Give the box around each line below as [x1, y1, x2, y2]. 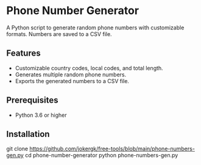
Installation [6, 129, 50, 139]
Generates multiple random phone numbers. [15, 71, 127, 78]
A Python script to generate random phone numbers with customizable [6, 24, 185, 31]
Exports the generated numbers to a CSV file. [15, 77, 130, 84]
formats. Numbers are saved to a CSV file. [6, 30, 112, 37]
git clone [6, 145, 29, 153]
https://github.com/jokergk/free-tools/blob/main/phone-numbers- [29, 145, 195, 153]
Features [6, 48, 41, 59]
